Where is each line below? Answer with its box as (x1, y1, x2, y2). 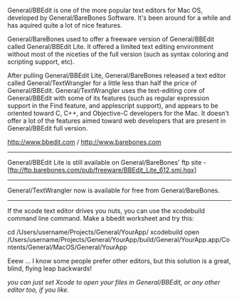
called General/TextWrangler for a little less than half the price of (7, 79, 197, 87)
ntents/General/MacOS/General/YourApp (7, 243, 128, 251)
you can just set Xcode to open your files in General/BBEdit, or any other (7, 278, 221, 286)
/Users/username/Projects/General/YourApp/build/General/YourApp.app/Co (7, 236, 230, 243)
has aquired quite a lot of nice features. (7, 21, 122, 29)
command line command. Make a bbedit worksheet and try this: (7, 214, 194, 222)
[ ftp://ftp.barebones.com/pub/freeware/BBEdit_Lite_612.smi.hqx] (7, 166, 197, 174)
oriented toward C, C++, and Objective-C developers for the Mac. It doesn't (7, 109, 230, 117)
